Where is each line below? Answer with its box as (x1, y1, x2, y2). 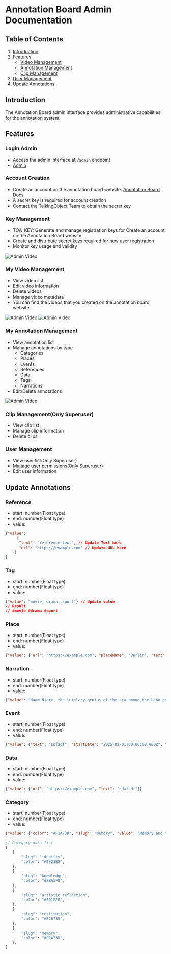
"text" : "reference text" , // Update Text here (18, 540, 122, 546)
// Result (5, 604, 26, 609)
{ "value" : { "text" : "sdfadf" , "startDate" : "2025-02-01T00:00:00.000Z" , (5, 742, 163, 747)
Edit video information (12, 283, 60, 289)
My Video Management (5, 266, 65, 273)
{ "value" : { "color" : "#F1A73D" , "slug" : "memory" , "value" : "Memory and (5, 831, 163, 836)
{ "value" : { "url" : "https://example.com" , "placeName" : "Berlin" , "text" (5, 653, 165, 658)
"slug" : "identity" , (21, 854, 65, 859)
